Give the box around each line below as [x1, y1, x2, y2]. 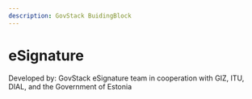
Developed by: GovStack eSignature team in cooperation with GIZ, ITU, [8, 73, 245, 83]
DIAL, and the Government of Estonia [8, 81, 132, 91]
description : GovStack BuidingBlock [8, 11, 132, 20]
